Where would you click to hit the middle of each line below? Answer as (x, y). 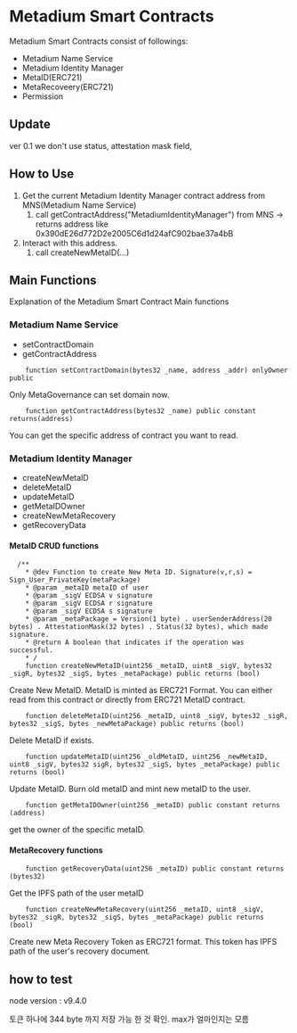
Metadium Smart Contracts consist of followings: (99, 41)
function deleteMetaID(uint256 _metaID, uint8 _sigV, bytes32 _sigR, (157, 716)
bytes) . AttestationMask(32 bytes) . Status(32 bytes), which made (139, 627)
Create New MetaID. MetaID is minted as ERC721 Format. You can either (141, 690)
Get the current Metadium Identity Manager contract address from (144, 195)
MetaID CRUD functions (54, 545)
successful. (31, 650)
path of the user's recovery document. (80, 951)
